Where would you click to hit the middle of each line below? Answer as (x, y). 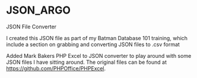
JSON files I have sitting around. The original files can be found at (87, 62)
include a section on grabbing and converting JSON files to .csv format (93, 44)
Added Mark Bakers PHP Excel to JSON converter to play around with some (99, 56)
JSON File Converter (31, 27)
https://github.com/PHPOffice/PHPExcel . (56, 68)
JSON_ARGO (39, 10)
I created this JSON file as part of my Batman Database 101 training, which (97, 38)
